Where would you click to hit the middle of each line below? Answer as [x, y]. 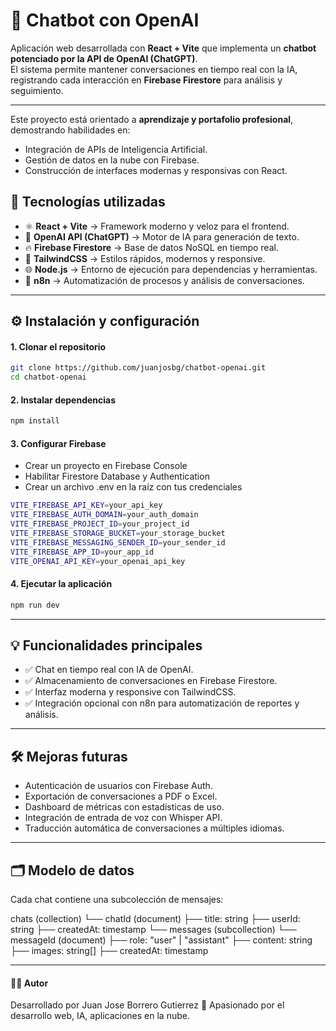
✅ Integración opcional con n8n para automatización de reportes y [162, 703]
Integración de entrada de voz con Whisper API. [123, 818]
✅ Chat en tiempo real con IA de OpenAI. [109, 670]
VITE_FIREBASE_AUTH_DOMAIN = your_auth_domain [104, 515]
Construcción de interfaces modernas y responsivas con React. [156, 170]
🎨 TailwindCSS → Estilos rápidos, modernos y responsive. [145, 258]
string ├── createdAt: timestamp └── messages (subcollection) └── [153, 930]
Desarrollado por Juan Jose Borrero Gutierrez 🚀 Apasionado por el [147, 1005]
